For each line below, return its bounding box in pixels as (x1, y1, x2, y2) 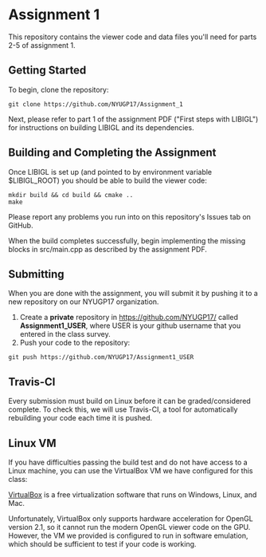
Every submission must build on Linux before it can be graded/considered (8, 397, 251, 406)
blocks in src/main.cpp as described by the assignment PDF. (8, 244, 207, 254)
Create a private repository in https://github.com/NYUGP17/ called (19, 313, 239, 322)
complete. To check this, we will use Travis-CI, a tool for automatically (8, 405, 238, 414)
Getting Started (8, 64, 87, 77)
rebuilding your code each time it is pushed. (8, 413, 153, 423)
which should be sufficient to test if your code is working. (8, 539, 197, 548)
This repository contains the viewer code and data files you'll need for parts (8, 32, 257, 41)
